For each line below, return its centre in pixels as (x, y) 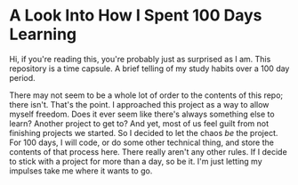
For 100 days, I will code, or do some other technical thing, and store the (141, 142)
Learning (43, 34)
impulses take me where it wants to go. (81, 171)
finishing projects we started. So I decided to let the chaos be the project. (144, 133)
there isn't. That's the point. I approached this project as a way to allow (139, 104)
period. (22, 77)
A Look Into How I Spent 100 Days (136, 16)
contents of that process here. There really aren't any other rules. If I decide (148, 151)
